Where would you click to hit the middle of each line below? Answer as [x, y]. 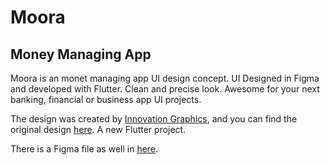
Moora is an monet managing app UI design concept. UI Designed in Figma [165, 78]
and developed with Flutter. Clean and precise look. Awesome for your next [165, 89]
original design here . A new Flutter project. [98, 129]
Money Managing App [81, 54]
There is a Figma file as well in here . [84, 149]
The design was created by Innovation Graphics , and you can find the [154, 119]
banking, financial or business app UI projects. [106, 99]
